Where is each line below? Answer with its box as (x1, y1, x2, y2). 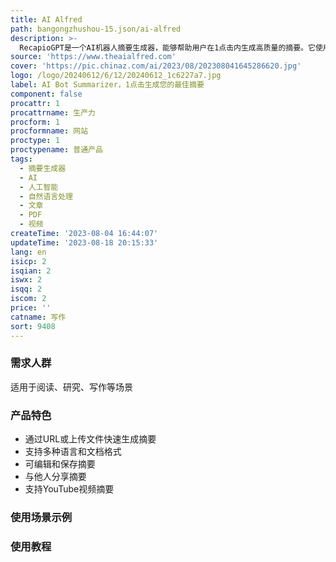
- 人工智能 (19, 182, 59, 192)
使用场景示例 (10, 511, 73, 525)
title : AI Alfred (10, 14, 83, 25)
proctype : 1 (10, 136, 60, 146)
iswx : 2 (10, 275, 43, 285)
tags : (10, 154, 33, 164)
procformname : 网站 (10, 126, 89, 136)
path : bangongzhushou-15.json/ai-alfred (10, 24, 182, 34)
